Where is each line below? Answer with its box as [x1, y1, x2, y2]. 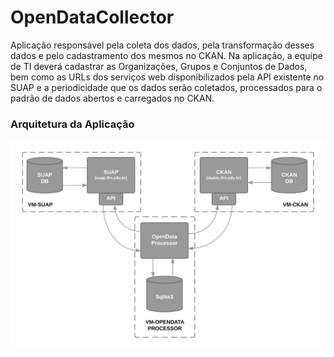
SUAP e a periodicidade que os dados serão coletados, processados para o [10, 81, 323, 93]
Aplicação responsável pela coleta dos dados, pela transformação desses [10, 39, 315, 51]
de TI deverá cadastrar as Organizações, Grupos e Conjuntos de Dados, [10, 60, 308, 72]
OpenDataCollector [10, 6, 175, 29]
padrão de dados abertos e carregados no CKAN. [10, 92, 215, 104]
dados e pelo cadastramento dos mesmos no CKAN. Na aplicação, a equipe [10, 49, 323, 61]
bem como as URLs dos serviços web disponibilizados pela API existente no [10, 71, 325, 83]
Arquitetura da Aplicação [10, 117, 135, 131]
